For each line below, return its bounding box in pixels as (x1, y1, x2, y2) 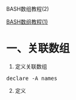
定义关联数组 (14, 62, 47, 70)
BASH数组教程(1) (6, 18, 48, 25)
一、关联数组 (6, 42, 71, 56)
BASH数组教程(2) (6, 5, 49, 12)
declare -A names (6, 75, 57, 82)
